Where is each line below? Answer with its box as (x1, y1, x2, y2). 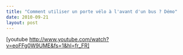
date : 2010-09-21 (6, 14, 49, 20)
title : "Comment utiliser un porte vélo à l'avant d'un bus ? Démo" (6, 8, 178, 15)
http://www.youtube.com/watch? (29, 36, 109, 43)
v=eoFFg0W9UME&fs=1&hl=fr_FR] (6, 42, 90, 49)
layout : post (6, 20, 38, 25)
